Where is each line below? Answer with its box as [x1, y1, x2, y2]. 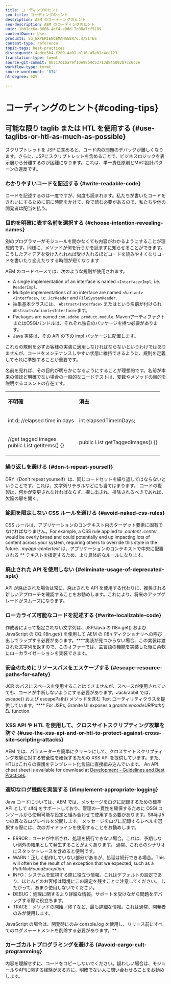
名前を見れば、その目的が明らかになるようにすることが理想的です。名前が [5, 367, 162, 374]
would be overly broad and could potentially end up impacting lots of [5, 534, 150, 540]
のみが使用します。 [12, 910, 53, 916]
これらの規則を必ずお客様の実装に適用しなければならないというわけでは [5, 344, 157, 350]
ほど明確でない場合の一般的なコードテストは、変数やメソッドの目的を [18, 374, 166, 380]
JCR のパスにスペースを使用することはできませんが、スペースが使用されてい [5, 683, 166, 689]
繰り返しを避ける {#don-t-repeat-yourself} [5, 464, 113, 471]
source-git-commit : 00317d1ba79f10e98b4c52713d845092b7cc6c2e [5, 60, 140, 65]
